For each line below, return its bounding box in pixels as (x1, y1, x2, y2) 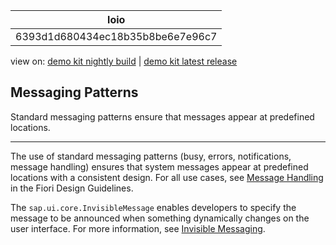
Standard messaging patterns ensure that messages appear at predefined (10, 110, 315, 123)
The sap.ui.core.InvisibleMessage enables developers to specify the (10, 201, 297, 213)
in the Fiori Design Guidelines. (10, 182, 134, 194)
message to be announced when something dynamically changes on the (10, 212, 310, 224)
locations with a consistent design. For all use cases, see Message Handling (10, 171, 324, 183)
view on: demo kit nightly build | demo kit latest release (10, 55, 238, 67)
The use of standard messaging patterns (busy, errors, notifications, (10, 150, 292, 162)
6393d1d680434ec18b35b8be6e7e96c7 (15, 30, 218, 43)
